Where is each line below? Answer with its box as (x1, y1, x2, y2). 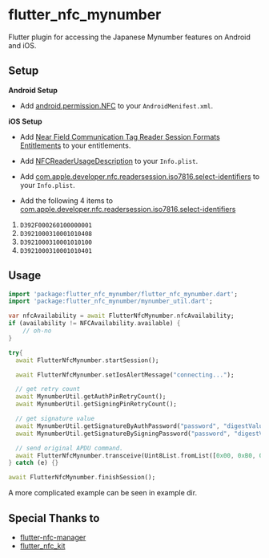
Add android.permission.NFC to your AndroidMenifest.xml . (19, 100, 214, 110)
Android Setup (8, 85, 58, 95)
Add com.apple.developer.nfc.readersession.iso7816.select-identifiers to (19, 171, 260, 181)
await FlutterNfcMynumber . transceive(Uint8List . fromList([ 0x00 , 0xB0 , (15, 451, 256, 459)
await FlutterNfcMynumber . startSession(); (15, 356, 159, 365)
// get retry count (15, 385, 81, 393)
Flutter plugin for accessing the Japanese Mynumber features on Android (8, 32, 251, 42)
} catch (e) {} (8, 459, 59, 467)
